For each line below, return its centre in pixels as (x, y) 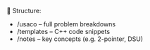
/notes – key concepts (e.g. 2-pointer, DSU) (80, 39)
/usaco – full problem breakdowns (66, 24)
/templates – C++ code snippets (63, 32)
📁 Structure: (24, 11)
